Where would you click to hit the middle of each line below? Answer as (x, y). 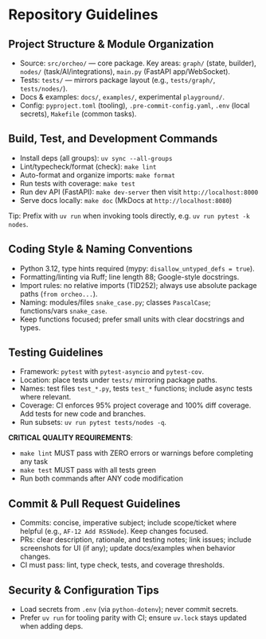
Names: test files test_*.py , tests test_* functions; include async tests (136, 388)
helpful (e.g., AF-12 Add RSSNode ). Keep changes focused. (114, 532)
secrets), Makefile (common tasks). (78, 114)
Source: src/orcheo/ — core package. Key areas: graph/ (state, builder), (138, 63)
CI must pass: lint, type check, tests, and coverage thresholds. (122, 565)
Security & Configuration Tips (84, 590)
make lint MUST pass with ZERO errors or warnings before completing (136, 453)
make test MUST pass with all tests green (88, 470)
